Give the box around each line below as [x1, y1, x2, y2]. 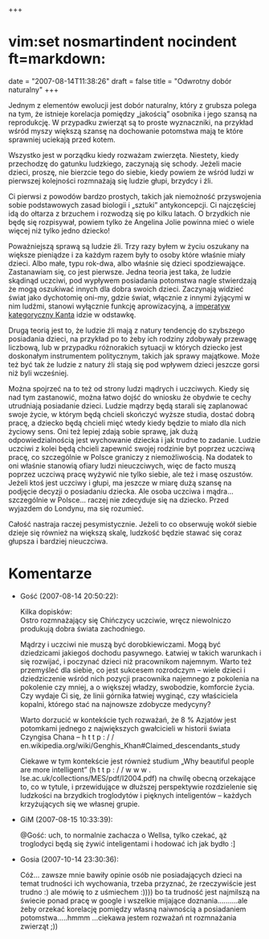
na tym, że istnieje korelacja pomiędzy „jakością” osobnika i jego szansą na [8, 109, 258, 118]
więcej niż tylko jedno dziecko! [8, 225, 111, 235]
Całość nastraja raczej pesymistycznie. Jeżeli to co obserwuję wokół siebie [8, 519, 257, 528]
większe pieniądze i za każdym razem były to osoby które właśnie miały [8, 250, 247, 259]
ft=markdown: [8, 50, 106, 68]
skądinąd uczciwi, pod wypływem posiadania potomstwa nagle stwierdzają [8, 275, 257, 285]
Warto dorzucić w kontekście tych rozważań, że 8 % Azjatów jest [19, 714, 237, 725]
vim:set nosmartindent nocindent [8, 33, 237, 51]
